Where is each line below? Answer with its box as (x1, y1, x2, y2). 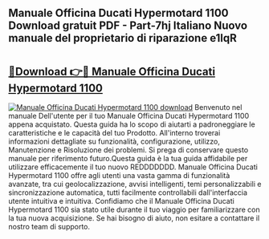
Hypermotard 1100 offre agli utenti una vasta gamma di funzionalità (8, 171, 230, 180)
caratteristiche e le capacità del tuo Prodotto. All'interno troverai (8, 128, 221, 137)
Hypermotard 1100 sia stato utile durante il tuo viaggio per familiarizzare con (8, 205, 260, 214)
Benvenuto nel (194, 103, 243, 111)
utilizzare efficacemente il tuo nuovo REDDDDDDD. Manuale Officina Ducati (8, 162, 259, 172)
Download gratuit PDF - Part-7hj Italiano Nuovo (8, 19, 247, 33)
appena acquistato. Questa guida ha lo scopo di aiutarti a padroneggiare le (8, 119, 255, 129)
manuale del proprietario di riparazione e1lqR (8, 31, 237, 45)
